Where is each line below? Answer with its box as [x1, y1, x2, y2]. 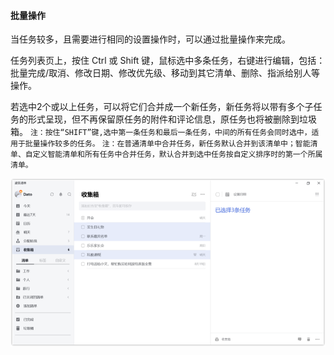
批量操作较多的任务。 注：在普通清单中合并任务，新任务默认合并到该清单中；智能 [24, 139, 311, 149]
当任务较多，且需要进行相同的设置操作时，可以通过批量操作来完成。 [10, 33, 291, 45]
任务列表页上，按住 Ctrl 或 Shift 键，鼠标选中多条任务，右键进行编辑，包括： [10, 55, 326, 67]
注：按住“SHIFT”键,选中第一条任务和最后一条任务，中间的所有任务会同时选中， [29, 128, 312, 138]
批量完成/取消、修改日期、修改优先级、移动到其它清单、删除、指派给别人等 [10, 67, 321, 79]
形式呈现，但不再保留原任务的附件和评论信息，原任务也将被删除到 [27, 113, 300, 125]
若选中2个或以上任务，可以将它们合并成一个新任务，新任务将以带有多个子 [10, 101, 314, 113]
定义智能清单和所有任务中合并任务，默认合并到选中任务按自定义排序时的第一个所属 [32, 150, 323, 160]
